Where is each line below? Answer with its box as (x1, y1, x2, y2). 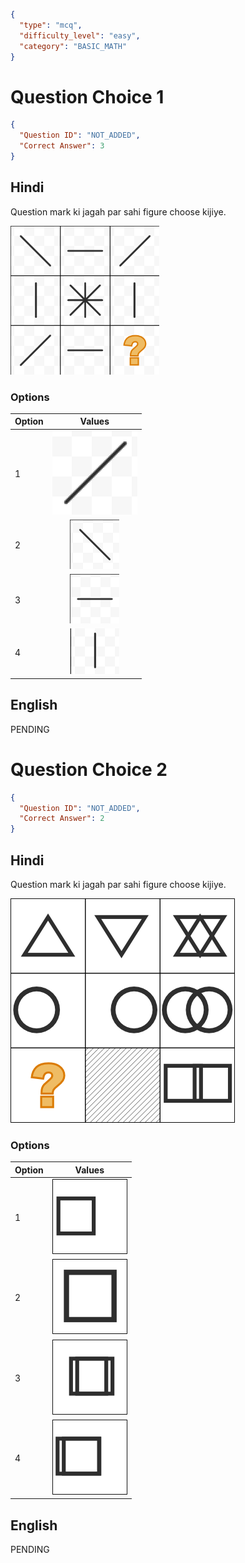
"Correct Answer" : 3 (19, 141, 105, 151)
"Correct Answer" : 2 (19, 814, 105, 824)
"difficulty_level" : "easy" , (19, 30, 141, 41)
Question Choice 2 (10, 758, 168, 781)
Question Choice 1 (10, 85, 165, 108)
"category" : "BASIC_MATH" (19, 41, 128, 51)
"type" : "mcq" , (19, 20, 83, 30)
